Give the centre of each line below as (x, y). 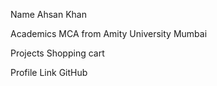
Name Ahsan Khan (48, 14)
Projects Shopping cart (57, 53)
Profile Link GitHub (49, 72)
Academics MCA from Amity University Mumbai (109, 33)
